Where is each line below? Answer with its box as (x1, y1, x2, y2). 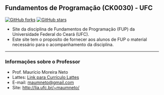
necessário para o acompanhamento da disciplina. (12, 41, 114, 47)
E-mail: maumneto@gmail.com (12, 79, 74, 85)
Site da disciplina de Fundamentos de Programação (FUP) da (12, 26, 135, 32)
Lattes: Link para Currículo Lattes (12, 75, 80, 80)
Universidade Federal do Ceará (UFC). (12, 31, 89, 37)
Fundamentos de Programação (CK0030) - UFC (5, 4, 153, 12)
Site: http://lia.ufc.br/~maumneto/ (12, 85, 80, 91)
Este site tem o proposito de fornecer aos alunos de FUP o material (12, 36, 147, 42)
